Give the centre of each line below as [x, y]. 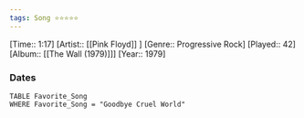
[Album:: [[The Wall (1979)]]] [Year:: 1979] [88, 54]
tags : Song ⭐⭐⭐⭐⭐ [44, 18]
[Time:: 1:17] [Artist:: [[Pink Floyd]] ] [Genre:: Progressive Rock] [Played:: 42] [153, 44]
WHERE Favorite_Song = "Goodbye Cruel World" [97, 104]
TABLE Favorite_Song [49, 96]
